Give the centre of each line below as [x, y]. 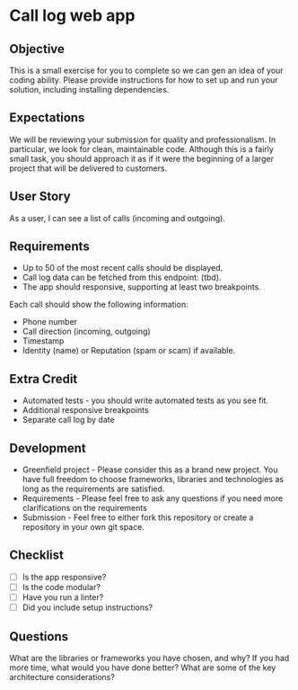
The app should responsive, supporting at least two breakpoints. [142, 287]
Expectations [47, 118]
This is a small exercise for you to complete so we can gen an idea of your [147, 70]
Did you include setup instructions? [88, 607]
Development [48, 448]
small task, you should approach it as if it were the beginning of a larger [141, 158]
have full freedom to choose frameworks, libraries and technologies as [153, 479]
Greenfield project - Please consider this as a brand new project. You [150, 470]
